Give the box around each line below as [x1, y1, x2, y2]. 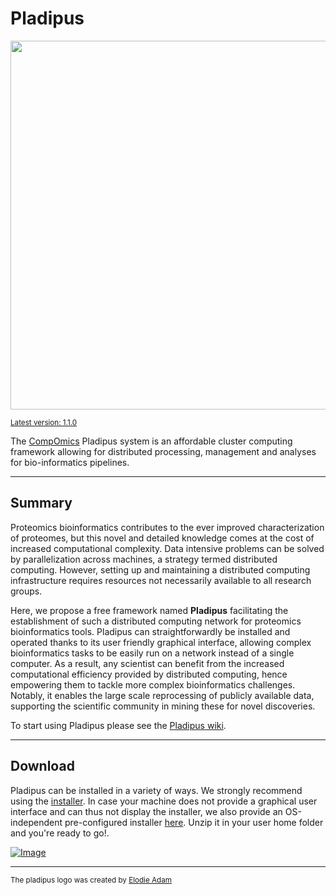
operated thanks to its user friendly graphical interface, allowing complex [10, 636, 312, 648]
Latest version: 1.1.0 [10, 417, 78, 427]
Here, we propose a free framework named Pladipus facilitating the [10, 604, 289, 616]
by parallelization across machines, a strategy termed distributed [10, 553, 278, 565]
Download [10, 758, 75, 775]
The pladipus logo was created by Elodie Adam [10, 875, 172, 885]
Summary [10, 495, 73, 512]
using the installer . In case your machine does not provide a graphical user [10, 795, 318, 807]
